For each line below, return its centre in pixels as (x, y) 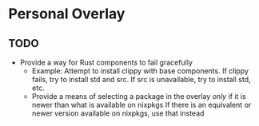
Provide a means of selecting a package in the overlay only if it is (139, 96)
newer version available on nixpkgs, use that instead (118, 113)
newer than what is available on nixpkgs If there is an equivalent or (141, 105)
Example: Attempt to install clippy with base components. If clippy (140, 71)
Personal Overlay (67, 14)
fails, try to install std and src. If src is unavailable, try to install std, (141, 79)
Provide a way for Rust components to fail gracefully (106, 62)
